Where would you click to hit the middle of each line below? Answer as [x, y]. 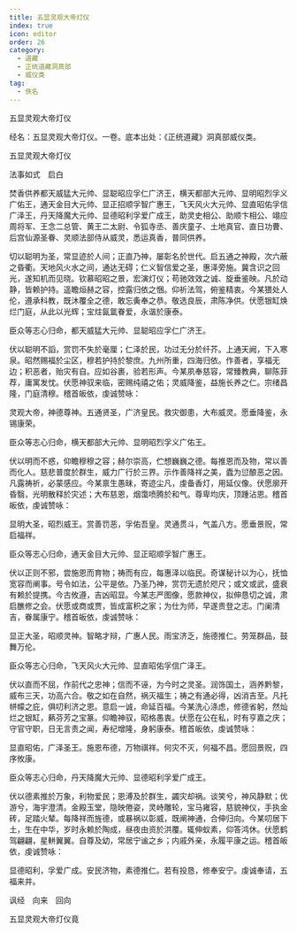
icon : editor [33, 34]
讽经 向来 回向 [40, 900]
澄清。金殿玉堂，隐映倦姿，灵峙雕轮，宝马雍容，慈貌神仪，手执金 [168, 807]
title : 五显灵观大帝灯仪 [49, 17]
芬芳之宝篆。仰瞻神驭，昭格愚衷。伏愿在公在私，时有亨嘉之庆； [171, 717]
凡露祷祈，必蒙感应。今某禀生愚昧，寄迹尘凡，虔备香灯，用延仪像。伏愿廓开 [148, 482]
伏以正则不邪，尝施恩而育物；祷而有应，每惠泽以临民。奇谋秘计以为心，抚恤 [148, 573]
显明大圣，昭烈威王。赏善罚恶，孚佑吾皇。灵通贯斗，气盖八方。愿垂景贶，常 [148, 524]
